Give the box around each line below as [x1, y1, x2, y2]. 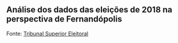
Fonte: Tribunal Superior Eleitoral [6, 30, 89, 37]
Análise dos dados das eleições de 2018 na [6, 5, 173, 15]
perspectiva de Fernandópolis [6, 14, 123, 24]
